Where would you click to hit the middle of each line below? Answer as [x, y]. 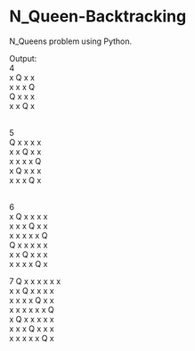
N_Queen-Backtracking [98, 17]
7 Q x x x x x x [35, 281]
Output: [23, 58]
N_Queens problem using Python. [71, 41]
